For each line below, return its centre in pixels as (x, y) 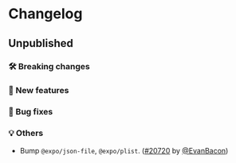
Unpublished (41, 43)
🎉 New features (39, 91)
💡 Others (26, 134)
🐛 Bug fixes (31, 112)
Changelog (45, 14)
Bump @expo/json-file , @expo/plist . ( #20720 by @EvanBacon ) (124, 150)
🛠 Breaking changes (49, 66)
